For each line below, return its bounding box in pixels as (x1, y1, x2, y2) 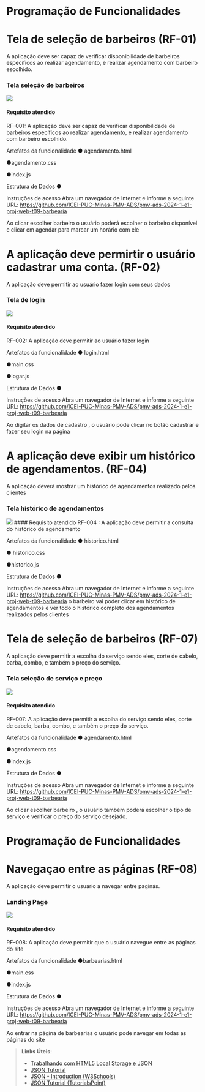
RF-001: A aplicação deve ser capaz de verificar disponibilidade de (6, 122, 176, 129)
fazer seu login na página (6, 427, 70, 435)
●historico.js (6, 561, 39, 568)
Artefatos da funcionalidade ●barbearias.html (6, 957, 122, 965)
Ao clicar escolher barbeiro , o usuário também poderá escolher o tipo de (6, 806, 192, 813)
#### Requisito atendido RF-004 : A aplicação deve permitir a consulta (13, 519, 194, 526)
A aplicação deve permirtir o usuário (6, 247, 196, 261)
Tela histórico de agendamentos (6, 504, 104, 513)
